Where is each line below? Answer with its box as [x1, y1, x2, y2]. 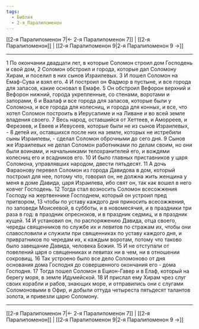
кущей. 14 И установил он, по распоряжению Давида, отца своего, [6, 217, 176, 224]
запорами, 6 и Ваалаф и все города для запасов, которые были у [6, 97, 172, 105]
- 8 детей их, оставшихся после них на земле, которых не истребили [6, 129, 182, 136]
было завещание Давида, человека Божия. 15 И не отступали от [6, 242, 169, 249]
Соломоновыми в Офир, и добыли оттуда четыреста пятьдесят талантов [6, 286, 191, 294]
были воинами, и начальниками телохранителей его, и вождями [6, 148, 170, 155]
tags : [6, 8, 20, 15]
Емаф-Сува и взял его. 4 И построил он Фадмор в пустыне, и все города [6, 78, 191, 86]
